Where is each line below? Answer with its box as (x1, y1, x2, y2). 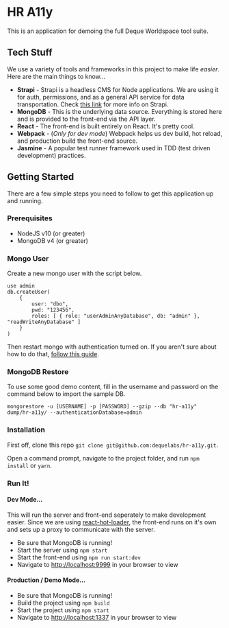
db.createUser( (7, 289, 51, 296)
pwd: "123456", (31, 307, 75, 314)
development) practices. (16, 151, 86, 159)
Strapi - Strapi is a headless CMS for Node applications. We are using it (16, 85, 219, 93)
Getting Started (7, 171, 75, 183)
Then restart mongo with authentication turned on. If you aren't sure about (7, 342, 217, 351)
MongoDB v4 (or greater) (16, 236, 89, 244)
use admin (7, 283, 36, 290)
